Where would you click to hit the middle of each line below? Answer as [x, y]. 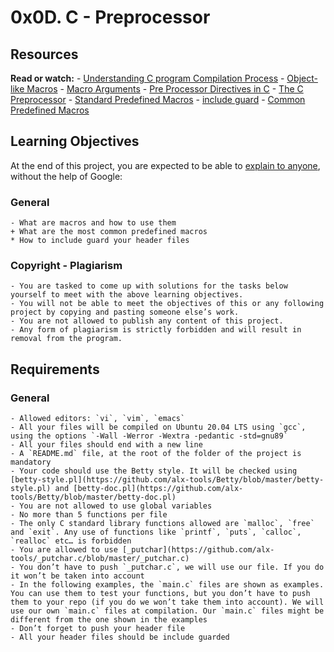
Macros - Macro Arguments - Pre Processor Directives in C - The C [165, 89]
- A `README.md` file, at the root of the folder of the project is [156, 454]
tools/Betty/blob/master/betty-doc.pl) [93, 497]
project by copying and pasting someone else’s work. [125, 312]
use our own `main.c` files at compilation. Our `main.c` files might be [167, 611]
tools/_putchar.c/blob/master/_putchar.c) [100, 559]
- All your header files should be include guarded [120, 637]
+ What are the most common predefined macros [109, 232]
